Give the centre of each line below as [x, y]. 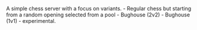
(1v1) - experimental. [31, 21]
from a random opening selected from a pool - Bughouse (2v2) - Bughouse [98, 15]
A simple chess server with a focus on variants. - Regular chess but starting [99, 9]
